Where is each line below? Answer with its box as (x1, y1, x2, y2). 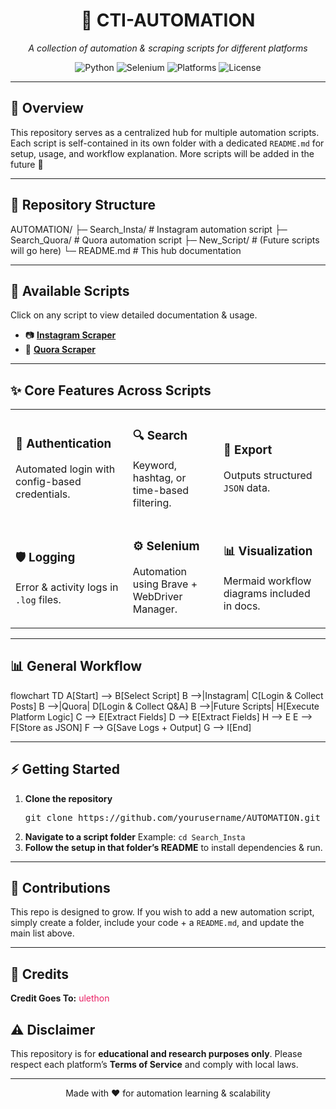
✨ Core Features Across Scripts (10, 382, 212, 399)
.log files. (15, 592, 62, 606)
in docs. (223, 599, 261, 613)
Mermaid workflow (223, 574, 312, 588)
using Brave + (132, 577, 198, 591)
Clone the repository (24, 792, 113, 804)
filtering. (132, 496, 172, 510)
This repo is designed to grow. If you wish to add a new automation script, (10, 906, 315, 918)
